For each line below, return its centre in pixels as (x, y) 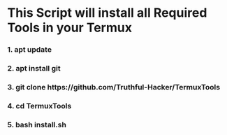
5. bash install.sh (37, 125)
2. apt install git (34, 69)
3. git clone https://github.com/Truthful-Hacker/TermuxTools (114, 87)
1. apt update (30, 50)
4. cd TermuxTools (39, 106)
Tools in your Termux (70, 28)
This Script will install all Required (107, 13)
